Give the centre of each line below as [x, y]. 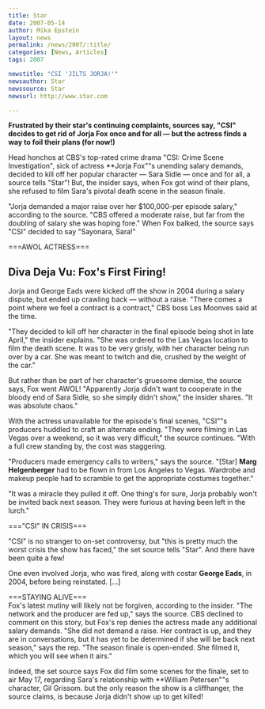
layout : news [30, 38]
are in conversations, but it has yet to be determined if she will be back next [132, 639]
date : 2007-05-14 [37, 23]
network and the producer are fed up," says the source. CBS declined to [126, 614]
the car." [22, 366]
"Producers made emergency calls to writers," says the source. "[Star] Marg [132, 462]
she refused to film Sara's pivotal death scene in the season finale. [117, 191]
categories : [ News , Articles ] [58, 52]
